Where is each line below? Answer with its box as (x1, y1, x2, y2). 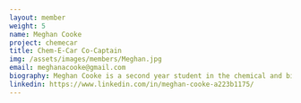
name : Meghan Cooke (9, 30, 82, 39)
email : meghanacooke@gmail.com (9, 64, 126, 73)
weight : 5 (9, 21, 47, 30)
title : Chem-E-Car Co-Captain (9, 47, 123, 56)
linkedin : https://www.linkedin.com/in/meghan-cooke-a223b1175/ (9, 80, 254, 89)
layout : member (9, 13, 66, 22)
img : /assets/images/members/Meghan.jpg (9, 55, 163, 64)
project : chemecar (9, 38, 78, 47)
